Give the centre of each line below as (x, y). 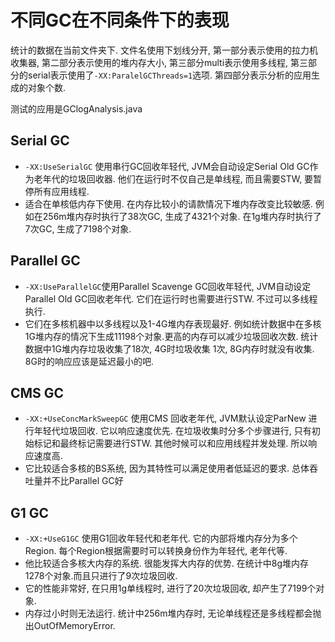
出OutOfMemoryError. (70, 626)
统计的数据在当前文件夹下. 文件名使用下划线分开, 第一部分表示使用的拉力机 (164, 50)
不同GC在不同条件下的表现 (120, 20)
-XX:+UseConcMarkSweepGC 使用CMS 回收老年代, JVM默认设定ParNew (165, 418)
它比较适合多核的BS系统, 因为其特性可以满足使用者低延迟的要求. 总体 (167, 468)
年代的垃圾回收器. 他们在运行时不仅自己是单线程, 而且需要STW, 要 (178, 178)
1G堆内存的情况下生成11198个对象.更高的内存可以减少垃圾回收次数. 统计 (171, 336)
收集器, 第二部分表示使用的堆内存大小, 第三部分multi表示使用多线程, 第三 (159, 62)
